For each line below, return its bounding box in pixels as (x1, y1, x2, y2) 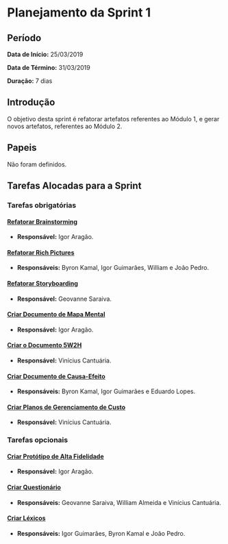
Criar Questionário (7, 483, 62, 491)
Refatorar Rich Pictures (7, 248, 75, 256)
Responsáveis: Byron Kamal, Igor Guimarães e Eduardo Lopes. (16, 387, 196, 395)
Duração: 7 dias (7, 77, 53, 85)
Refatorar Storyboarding (7, 279, 79, 287)
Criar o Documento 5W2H (7, 341, 82, 349)
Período (7, 32, 42, 44)
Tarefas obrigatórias (7, 200, 77, 210)
